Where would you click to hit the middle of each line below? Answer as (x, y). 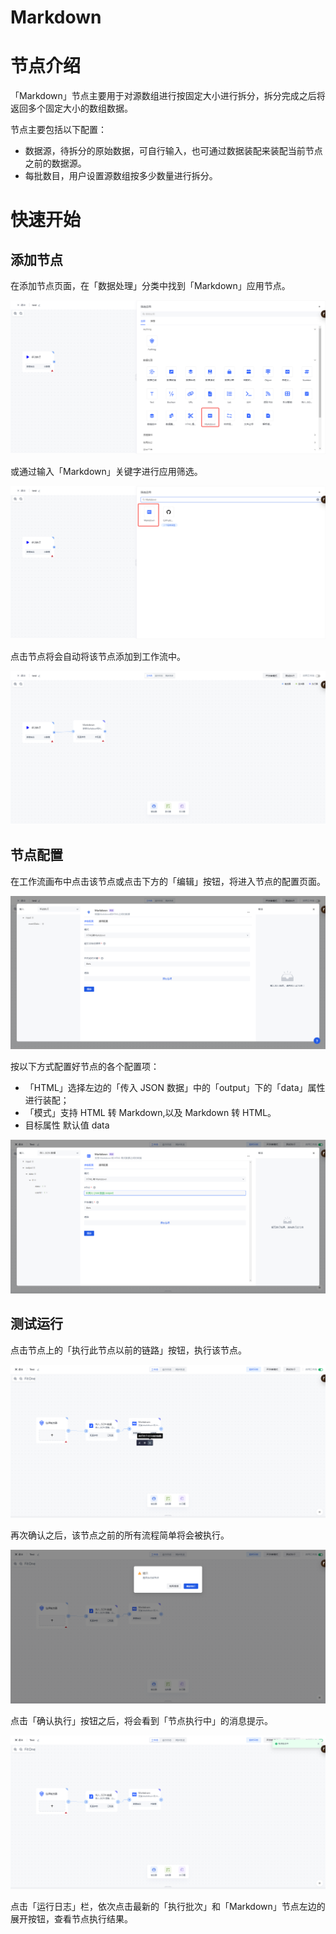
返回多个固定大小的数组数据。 (71, 108)
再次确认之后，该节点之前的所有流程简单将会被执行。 (120, 1535)
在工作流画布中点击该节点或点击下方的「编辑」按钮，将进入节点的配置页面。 (168, 881)
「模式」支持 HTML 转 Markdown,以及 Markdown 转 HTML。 (150, 1113)
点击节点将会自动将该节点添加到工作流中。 (98, 657)
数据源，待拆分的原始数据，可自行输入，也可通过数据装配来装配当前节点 (173, 151)
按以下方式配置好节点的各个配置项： (85, 1067)
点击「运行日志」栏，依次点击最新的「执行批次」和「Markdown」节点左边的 (168, 1906)
